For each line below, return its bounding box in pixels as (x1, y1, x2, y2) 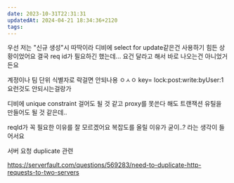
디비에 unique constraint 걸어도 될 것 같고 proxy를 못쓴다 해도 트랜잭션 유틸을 (7, 100, 222, 108)
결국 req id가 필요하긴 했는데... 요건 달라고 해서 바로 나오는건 (37, 52, 204, 60)
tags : (7, 23, 23, 30)
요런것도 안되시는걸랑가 (7, 85, 72, 93)
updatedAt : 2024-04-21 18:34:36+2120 (7, 17, 118, 24)
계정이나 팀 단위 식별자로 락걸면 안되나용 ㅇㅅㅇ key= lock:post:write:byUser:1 (7, 76, 224, 84)
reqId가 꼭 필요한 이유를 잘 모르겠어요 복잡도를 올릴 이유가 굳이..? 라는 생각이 (7, 123, 218, 132)
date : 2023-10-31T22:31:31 (7, 10, 86, 18)
